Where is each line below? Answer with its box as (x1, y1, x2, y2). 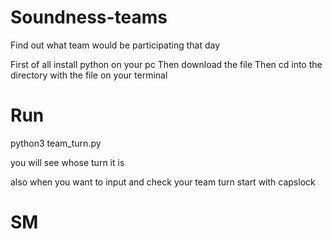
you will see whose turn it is (10, 156, 125, 168)
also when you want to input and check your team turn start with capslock (10, 176, 316, 188)
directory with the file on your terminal (10, 69, 168, 81)
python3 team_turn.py (10, 137, 102, 149)
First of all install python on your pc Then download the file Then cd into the (10, 58, 323, 70)
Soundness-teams (10, 6, 168, 29)
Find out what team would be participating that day (10, 39, 221, 51)
